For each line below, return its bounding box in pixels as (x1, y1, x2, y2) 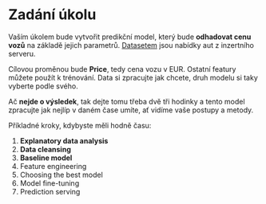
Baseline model (19, 153, 73, 163)
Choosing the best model (19, 170, 104, 179)
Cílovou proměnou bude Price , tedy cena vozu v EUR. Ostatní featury (8, 64, 236, 73)
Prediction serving (19, 186, 81, 196)
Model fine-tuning (19, 178, 80, 188)
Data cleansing (19, 144, 72, 154)
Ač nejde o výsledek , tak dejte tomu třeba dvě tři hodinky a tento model (8, 96, 245, 106)
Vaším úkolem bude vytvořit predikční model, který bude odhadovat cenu (8, 32, 252, 41)
